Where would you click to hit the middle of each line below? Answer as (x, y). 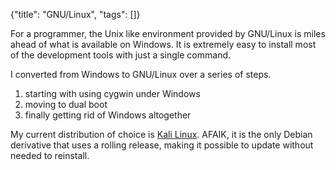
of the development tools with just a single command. (121, 55)
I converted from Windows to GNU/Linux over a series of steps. (141, 74)
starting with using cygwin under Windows (112, 93)
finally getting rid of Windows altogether (108, 115)
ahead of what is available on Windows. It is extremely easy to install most (163, 44)
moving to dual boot (66, 104)
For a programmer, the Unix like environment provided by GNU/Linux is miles (168, 33)
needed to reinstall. (50, 155)
